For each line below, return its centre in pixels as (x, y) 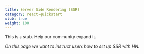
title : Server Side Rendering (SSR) (42, 9)
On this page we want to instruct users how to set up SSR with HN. (72, 46)
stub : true (16, 18)
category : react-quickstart (34, 14)
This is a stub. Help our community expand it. (51, 37)
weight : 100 (17, 23)
